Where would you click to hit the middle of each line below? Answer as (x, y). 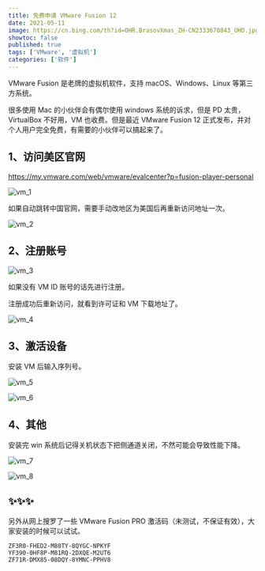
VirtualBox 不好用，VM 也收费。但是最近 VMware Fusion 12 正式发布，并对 (130, 119)
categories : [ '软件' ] (43, 60)
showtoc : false (33, 38)
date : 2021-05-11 (37, 23)
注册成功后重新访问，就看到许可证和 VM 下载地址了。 (95, 303)
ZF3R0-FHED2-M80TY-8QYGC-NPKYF (60, 546)
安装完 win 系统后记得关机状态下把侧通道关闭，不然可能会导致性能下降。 (126, 445)
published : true (35, 45)
